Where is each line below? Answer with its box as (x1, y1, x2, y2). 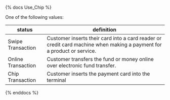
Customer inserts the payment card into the (47, 71, 150, 77)
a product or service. (47, 48, 97, 54)
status (17, 26, 33, 33)
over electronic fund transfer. (47, 62, 116, 69)
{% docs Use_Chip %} (5, 5, 52, 10)
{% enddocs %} (5, 90, 39, 95)
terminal (47, 77, 67, 83)
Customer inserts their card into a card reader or (47, 35, 162, 42)
